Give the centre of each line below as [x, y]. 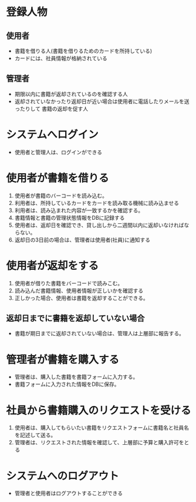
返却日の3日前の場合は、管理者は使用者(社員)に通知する [82, 240]
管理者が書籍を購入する [63, 359]
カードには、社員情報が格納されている [61, 58]
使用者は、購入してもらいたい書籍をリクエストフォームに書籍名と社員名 [102, 428]
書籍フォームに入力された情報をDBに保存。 [67, 384]
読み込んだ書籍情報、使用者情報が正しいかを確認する [79, 290]
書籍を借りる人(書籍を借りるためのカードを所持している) [83, 51]
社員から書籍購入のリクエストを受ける [99, 410]
